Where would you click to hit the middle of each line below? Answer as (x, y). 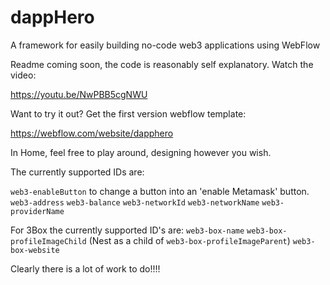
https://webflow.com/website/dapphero (92, 133)
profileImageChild (48, 241)
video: (23, 75)
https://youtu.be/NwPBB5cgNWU (79, 94)
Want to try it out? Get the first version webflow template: (128, 113)
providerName (37, 211)
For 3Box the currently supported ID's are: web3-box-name (127, 230)
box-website (35, 250)
